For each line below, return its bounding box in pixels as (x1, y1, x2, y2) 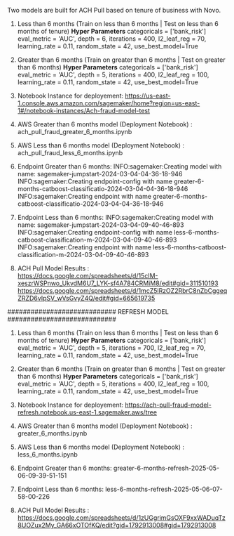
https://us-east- (125, 91, 171, 100)
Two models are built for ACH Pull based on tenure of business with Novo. (7, 6, 221, 14)
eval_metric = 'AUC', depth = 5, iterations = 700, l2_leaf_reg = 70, (17, 344, 206, 352)
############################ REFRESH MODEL (7, 308, 170, 315)
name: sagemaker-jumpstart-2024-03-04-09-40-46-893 (17, 221, 184, 229)
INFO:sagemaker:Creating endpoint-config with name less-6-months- (17, 228, 220, 236)
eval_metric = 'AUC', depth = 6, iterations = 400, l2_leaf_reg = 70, (17, 34, 207, 43)
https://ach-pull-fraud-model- (125, 400, 212, 409)
